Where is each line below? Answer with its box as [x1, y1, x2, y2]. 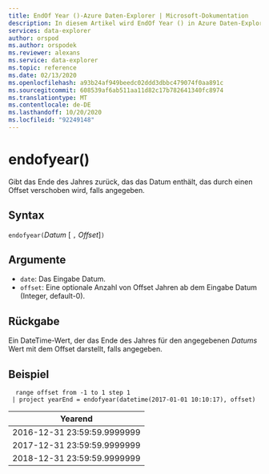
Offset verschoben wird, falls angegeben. [8, 185, 146, 195]
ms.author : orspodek [8, 42, 78, 50]
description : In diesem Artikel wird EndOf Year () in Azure [8, 19, 217, 27]
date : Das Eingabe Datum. [19, 274, 106, 284]
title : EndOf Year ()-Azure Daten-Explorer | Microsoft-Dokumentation [8, 11, 249, 20]
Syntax [8, 209, 45, 223]
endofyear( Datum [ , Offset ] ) [8, 230, 106, 239]
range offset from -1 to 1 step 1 [15, 389, 130, 397]
